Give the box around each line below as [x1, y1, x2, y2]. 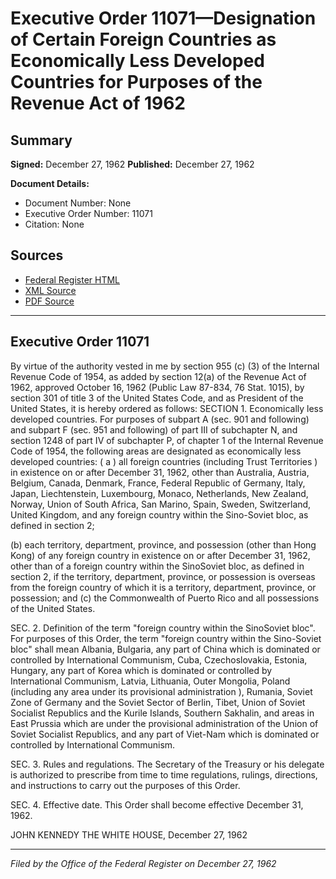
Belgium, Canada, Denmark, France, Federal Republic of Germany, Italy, [10, 477, 306, 489]
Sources [10, 247, 64, 264]
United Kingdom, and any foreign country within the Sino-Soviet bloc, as [10, 508, 309, 521]
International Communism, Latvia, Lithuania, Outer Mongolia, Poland [10, 675, 291, 687]
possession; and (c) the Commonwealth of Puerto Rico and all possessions [10, 592, 320, 604]
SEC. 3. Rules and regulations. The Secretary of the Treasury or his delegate [10, 758, 325, 770]
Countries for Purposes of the [10, 71, 263, 94]
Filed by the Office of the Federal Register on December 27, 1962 [10, 857, 277, 869]
